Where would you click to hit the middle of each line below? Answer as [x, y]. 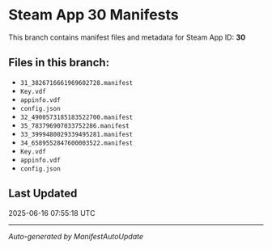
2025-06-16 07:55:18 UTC [52, 213]
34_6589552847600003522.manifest [76, 143]
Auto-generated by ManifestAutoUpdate [76, 236]
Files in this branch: [59, 63]
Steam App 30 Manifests [94, 15]
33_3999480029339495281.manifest [76, 134]
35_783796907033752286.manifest [74, 126]
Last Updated [43, 194]
